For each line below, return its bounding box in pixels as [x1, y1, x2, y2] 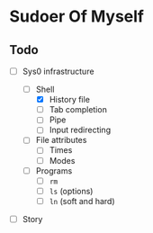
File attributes [35, 135, 87, 146]
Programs [35, 165, 73, 176]
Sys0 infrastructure [22, 66, 94, 76]
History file [49, 94, 90, 105]
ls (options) [49, 185, 94, 196]
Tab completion [49, 104, 108, 115]
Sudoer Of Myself [9, 6, 144, 27]
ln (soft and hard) [49, 195, 115, 206]
